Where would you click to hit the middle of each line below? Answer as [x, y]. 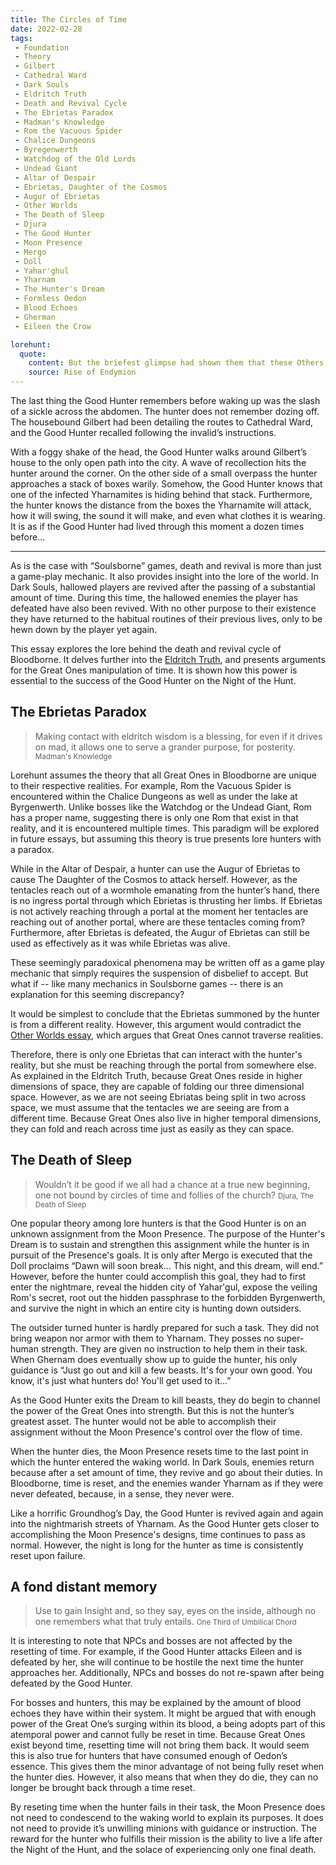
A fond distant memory [84, 1587]
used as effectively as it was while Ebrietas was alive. [120, 943]
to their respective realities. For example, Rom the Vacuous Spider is [151, 785]
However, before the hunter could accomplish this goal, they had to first [158, 1276]
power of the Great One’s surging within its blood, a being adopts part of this [168, 1724]
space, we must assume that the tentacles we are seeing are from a [150, 1107]
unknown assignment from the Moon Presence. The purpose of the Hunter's [168, 1233]
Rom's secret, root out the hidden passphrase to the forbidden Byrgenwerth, [168, 1297]
